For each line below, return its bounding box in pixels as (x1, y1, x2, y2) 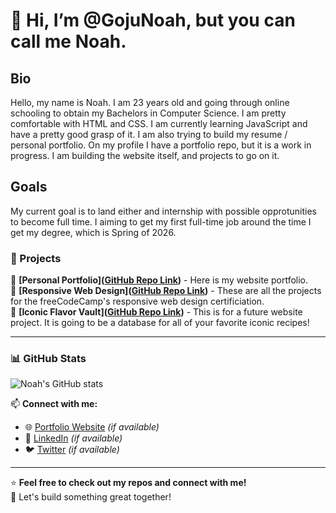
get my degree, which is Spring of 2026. (10, 226, 177, 238)
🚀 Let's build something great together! (10, 491, 172, 503)
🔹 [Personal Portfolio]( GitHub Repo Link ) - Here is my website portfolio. (10, 274, 309, 286)
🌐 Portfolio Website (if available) (24, 421, 160, 433)
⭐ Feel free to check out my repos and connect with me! (10, 477, 247, 489)
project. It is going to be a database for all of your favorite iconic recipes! (10, 317, 310, 329)
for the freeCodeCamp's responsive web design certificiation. (10, 295, 265, 308)
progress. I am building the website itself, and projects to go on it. (10, 150, 280, 161)
